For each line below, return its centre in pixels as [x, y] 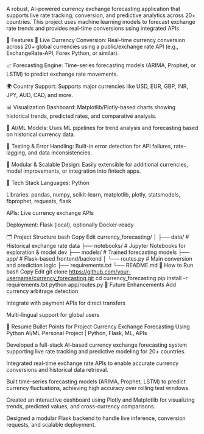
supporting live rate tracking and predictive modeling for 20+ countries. [96, 351]
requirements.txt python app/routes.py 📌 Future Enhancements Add [91, 284]
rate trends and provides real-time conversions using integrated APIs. [93, 28]
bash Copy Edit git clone [37, 272]
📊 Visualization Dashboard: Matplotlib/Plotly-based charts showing [91, 107]
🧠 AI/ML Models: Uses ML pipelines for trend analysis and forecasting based [102, 128]
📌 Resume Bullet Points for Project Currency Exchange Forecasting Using [98, 327]
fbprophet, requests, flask [39, 201]
